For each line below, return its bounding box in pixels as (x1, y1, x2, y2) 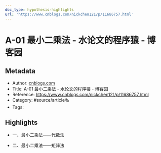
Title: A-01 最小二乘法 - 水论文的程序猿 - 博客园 (12, 86, 109, 92)
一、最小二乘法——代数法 (12, 132, 65, 138)
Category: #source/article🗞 (12, 97, 70, 103)
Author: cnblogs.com (12, 80, 55, 86)
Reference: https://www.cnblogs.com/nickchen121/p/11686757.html (12, 91, 149, 97)
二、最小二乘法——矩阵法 (12, 143, 65, 149)
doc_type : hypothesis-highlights (5, 7, 74, 12)
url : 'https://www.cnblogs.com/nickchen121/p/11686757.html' (5, 12, 134, 17)
